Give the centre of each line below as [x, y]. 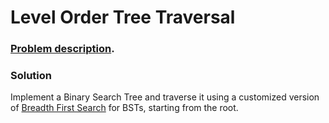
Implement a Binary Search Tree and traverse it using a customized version [165, 97]
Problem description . [62, 49]
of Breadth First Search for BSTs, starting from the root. [124, 108]
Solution [31, 76]
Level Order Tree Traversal [123, 17]
